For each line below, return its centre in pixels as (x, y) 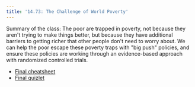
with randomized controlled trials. (47, 60)
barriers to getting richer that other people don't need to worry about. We (96, 41)
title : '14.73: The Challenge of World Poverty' (67, 12)
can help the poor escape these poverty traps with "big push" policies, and (98, 47)
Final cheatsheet (35, 71)
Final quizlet (30, 78)
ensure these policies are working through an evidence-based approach (94, 53)
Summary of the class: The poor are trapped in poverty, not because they (96, 28)
